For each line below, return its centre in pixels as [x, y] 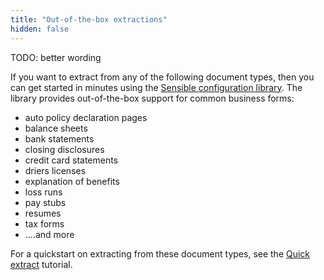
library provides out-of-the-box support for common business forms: [152, 98]
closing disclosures [64, 149]
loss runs [43, 192]
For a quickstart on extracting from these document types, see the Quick [160, 253]
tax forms [44, 223]
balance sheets [56, 128]
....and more [49, 234]
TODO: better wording [56, 57]
